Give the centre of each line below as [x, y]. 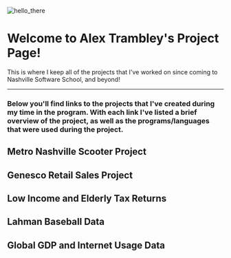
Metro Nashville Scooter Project [77, 152]
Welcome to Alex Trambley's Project [113, 39]
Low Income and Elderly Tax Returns [87, 198]
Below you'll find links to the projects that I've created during [111, 103]
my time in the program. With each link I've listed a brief [102, 112]
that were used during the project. [65, 129]
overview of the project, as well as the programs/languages [108, 120]
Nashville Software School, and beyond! [64, 79]
